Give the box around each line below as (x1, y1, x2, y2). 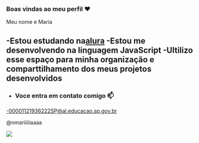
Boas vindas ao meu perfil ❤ (6, 5, 91, 13)
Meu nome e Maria (6, 19, 52, 26)
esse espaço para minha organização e (6, 54, 155, 65)
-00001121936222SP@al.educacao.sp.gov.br (6, 107, 117, 114)
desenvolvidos (6, 73, 63, 83)
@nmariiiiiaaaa (6, 118, 42, 126)
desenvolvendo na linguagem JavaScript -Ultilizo (6, 45, 194, 55)
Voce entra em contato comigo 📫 (14, 92, 114, 100)
